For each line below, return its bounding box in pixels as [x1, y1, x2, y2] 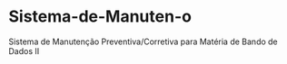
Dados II [8, 45, 40, 56]
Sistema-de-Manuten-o [8, 6, 193, 27]
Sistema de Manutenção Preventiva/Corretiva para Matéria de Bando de [8, 36, 278, 47]
